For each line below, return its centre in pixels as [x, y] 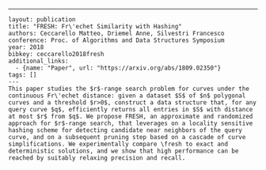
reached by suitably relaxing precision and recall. [97, 158]
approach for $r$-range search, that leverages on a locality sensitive [131, 123]
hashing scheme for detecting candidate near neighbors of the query [125, 130]
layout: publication [42, 20]
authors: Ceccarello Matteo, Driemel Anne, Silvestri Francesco [116, 33]
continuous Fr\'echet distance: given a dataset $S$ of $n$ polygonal [127, 96]
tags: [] [23, 75]
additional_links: [38, 61]
